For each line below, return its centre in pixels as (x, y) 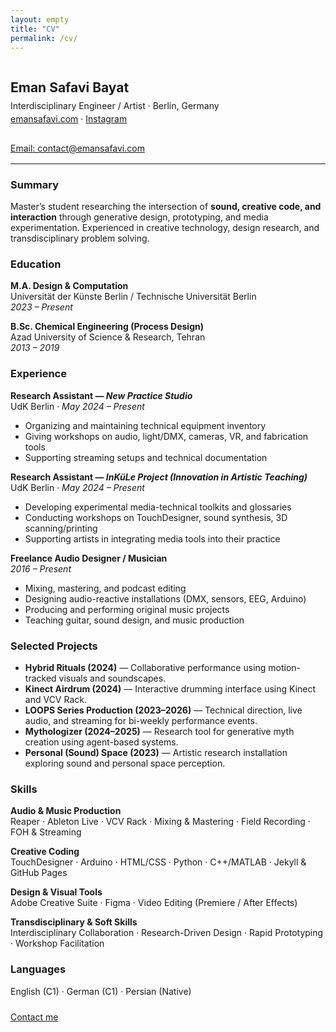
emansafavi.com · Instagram (69, 118)
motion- (285, 667)
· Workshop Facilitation (57, 943)
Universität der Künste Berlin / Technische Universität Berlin (133, 297)
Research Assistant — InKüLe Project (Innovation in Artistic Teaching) (159, 477)
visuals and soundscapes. (112, 678)
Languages (38, 969)
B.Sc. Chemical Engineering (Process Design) (107, 327)
